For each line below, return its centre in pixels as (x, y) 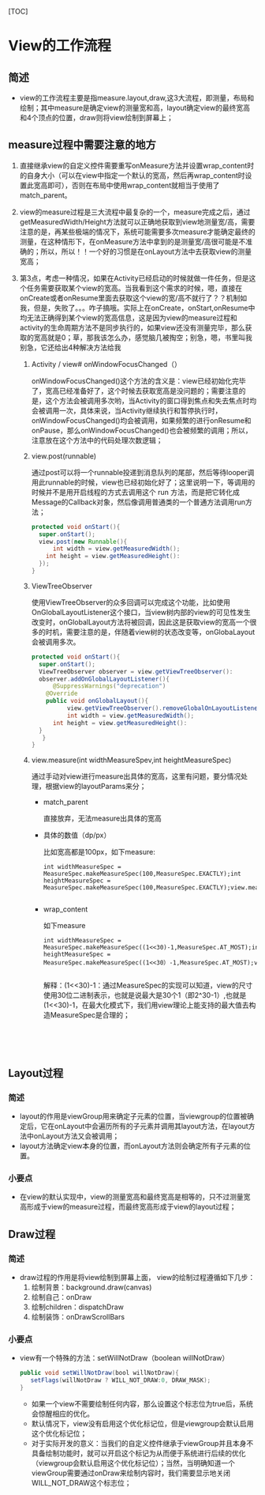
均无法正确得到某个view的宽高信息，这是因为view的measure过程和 (129, 317)
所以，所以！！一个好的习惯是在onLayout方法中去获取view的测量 (146, 251)
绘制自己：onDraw (62, 1297)
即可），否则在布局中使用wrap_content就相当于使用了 (133, 185)
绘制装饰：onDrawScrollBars (78, 1316)
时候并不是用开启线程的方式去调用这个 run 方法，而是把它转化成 (136, 492)
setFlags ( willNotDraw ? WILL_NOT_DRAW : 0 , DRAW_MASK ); (121, 1380)
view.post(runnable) (64, 456)
